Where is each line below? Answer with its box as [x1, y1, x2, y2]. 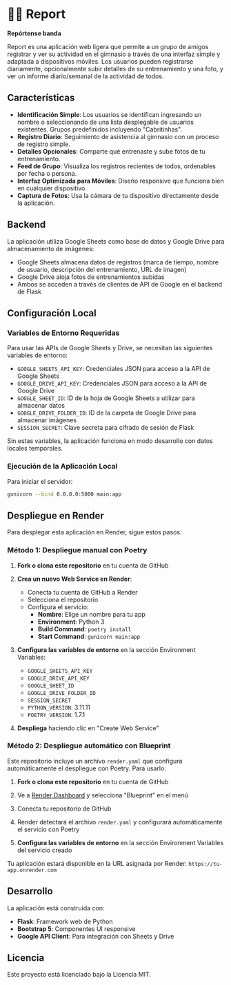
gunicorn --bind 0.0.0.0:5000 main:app [7, 491, 122, 498]
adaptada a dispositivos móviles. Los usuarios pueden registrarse [7, 57, 194, 65]
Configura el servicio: [27, 602, 89, 611]
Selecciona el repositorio [27, 595, 99, 604]
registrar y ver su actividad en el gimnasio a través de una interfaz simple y [7, 50, 221, 58]
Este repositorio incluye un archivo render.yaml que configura [7, 757, 183, 765]
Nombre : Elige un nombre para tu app [37, 610, 146, 618]
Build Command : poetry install [37, 624, 132, 633]
